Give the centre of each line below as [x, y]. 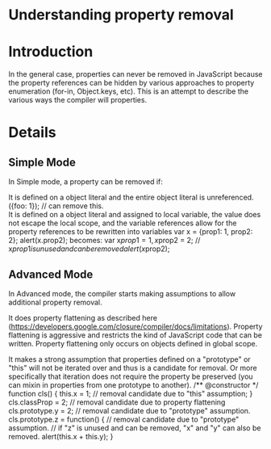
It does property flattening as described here [83, 317]
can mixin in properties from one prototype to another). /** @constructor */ [133, 384]
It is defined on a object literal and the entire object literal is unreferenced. [131, 197]
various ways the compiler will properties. [78, 100]
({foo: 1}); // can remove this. [56, 206]
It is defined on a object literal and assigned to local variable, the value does [135, 215]
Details [32, 133]
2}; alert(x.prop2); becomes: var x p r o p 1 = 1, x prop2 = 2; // [104, 241]
